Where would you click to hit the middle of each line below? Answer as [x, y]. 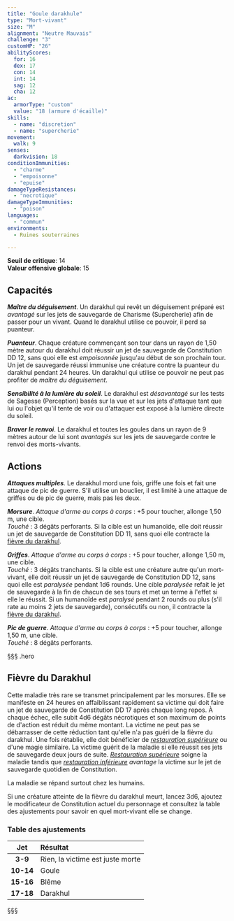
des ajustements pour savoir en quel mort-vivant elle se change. [100, 811]
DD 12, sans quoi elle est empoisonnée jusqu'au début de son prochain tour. [117, 358]
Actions [24, 466]
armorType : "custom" [43, 105]
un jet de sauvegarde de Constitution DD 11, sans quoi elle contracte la [109, 534]
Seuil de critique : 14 [36, 261]
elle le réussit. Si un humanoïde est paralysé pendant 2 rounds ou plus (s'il [115, 599]
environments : [28, 228]
